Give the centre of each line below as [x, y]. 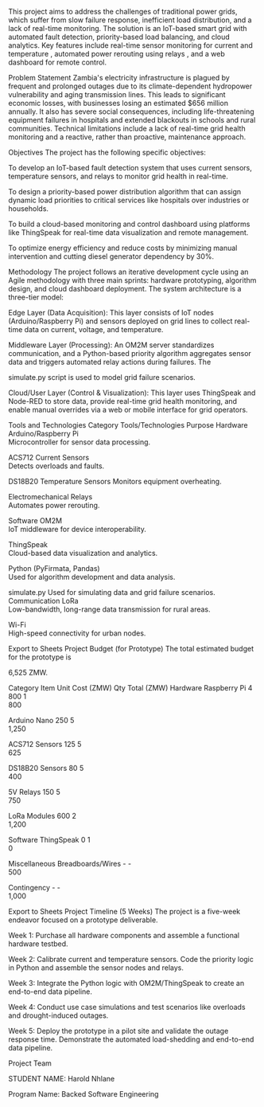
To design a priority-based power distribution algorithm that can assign [125, 192]
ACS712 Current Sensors [49, 458]
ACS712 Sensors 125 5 [45, 744]
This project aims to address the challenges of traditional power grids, [123, 12]
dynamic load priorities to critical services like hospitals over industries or [129, 200]
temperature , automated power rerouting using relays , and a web [116, 54]
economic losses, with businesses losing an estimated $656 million [118, 103]
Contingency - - [35, 888]
